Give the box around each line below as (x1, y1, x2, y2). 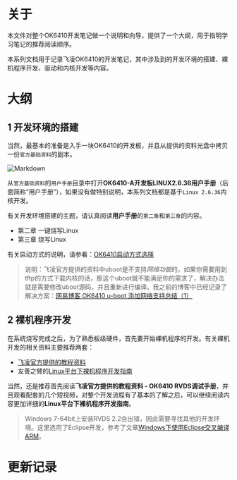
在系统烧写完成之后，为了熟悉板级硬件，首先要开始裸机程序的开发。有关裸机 (7, 334, 230, 343)
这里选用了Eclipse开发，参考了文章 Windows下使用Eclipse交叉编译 (37, 423, 230, 431)
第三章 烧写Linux (17, 235, 67, 243)
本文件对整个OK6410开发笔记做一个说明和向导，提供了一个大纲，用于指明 (7, 31, 222, 39)
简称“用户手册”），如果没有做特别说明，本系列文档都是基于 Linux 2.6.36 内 (13, 187, 227, 196)
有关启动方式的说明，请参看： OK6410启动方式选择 (7, 250, 154, 258)
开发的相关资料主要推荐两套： (7, 343, 94, 351)
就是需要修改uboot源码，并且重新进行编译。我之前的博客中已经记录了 (24, 283, 228, 291)
